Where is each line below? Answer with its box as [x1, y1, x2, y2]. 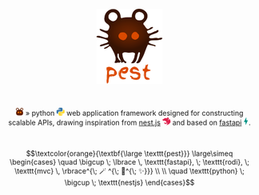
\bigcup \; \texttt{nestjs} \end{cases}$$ [64, 177, 195, 187]
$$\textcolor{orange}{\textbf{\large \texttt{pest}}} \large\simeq [26, 149, 233, 158]
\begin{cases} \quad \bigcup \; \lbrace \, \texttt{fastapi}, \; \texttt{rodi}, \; [10, 157, 249, 166]
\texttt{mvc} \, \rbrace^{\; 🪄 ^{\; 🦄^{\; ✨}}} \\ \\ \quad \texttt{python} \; [14, 166, 245, 176]
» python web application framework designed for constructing [26, 109, 244, 117]
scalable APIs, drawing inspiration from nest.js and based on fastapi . [8, 117, 251, 127]
